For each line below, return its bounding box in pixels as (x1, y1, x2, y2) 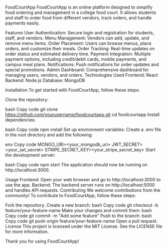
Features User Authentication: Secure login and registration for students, (5, 30, 155, 35)
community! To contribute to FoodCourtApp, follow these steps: (5, 193, 136, 198)
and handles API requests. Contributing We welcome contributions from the (5, 187, 161, 193)
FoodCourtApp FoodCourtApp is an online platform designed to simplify (5, 4, 153, 10)
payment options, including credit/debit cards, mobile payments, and (5, 56, 147, 62)
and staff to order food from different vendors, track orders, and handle (5, 15, 152, 20)
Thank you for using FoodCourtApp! (5, 239, 79, 244)
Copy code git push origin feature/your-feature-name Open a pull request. (5, 218, 158, 224)
